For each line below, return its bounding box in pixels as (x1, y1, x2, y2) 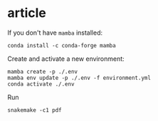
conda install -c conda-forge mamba (7, 42, 116, 49)
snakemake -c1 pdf (7, 106, 62, 114)
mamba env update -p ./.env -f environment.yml (7, 74, 152, 81)
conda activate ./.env (7, 80, 75, 88)
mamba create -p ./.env (7, 68, 78, 75)
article (7, 5, 46, 21)
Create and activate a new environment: (7, 54, 125, 63)
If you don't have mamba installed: (7, 28, 103, 37)
